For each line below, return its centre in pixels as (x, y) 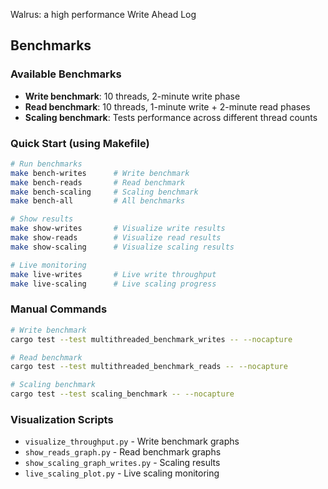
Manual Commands (59, 309)
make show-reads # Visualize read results (116, 238)
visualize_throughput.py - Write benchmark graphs (132, 441)
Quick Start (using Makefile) (80, 143)
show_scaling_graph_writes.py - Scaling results (122, 463)
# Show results (42, 219)
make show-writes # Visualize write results (118, 229)
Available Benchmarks (66, 74)
